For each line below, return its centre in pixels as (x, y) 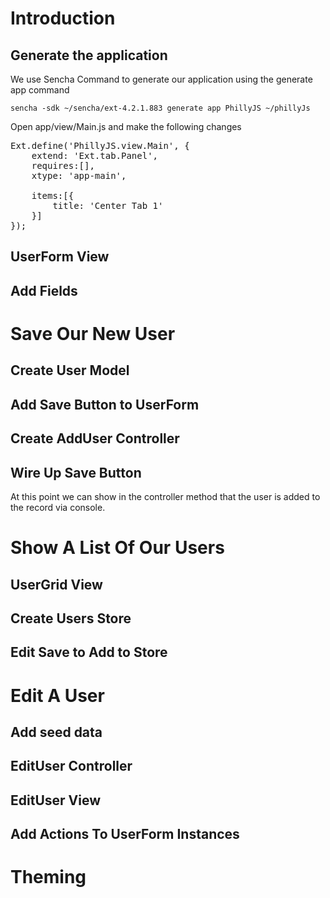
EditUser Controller (71, 766)
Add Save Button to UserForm (105, 404)
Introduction (63, 18)
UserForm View (60, 257)
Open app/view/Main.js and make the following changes (126, 126)
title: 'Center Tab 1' (108, 205)
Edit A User (57, 695)
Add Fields (44, 290)
